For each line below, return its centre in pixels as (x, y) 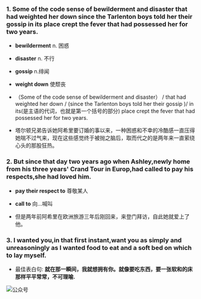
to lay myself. (26, 255)
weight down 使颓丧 (40, 84)
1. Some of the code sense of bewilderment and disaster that (97, 9)
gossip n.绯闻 (32, 71)
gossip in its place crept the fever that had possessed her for (97, 24)
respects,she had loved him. (49, 177)
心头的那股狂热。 (36, 146)
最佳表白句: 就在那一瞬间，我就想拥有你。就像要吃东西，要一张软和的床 (104, 269)
